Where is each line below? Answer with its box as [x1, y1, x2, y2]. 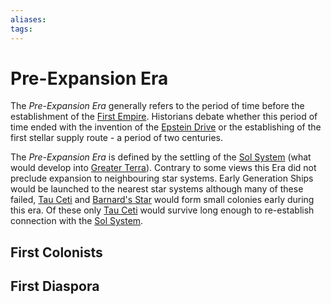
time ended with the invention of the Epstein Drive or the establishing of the [10, 121, 322, 133]
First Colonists [10, 244, 103, 261]
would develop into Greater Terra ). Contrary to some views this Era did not [10, 162, 317, 174]
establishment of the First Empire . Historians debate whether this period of [10, 111, 318, 123]
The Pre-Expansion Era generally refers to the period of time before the [10, 100, 305, 112]
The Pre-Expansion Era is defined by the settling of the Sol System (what [10, 151, 312, 163]
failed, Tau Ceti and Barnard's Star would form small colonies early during [10, 194, 315, 206]
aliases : [10, 14, 47, 25]
